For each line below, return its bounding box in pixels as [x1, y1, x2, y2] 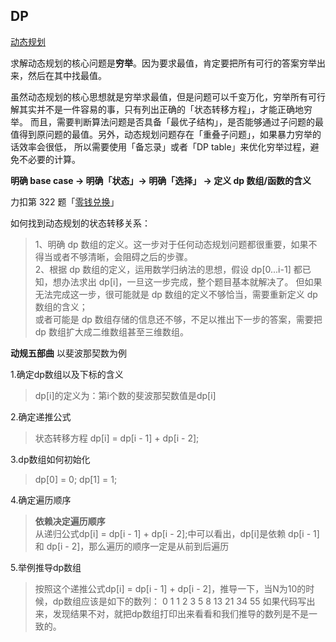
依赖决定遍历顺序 [34, 515, 106, 527]
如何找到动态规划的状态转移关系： [10, 217, 151, 229]
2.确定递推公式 [10, 410, 72, 423]
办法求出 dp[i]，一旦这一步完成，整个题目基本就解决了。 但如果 [61, 275, 323, 288]
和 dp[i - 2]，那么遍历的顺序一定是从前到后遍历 [34, 540, 230, 552]
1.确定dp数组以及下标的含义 [10, 368, 124, 380]
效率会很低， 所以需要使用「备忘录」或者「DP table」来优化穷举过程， [18, 140, 311, 153]
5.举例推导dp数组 [10, 561, 82, 573]
